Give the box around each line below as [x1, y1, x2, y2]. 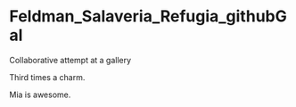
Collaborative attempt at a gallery [9, 54, 132, 65]
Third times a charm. [9, 71, 86, 82]
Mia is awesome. [9, 89, 71, 100]
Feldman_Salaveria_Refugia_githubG [9, 6, 287, 27]
